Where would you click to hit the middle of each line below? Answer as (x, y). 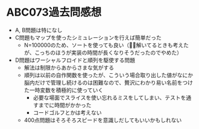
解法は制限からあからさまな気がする (69, 67)
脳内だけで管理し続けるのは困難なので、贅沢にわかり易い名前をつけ (109, 82)
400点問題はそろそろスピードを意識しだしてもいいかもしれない (103, 120)
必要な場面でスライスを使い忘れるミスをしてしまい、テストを (109, 97)
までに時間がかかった (65, 105)
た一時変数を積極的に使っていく (64, 90)
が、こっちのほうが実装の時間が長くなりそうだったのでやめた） (103, 52)
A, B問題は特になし (39, 30)
